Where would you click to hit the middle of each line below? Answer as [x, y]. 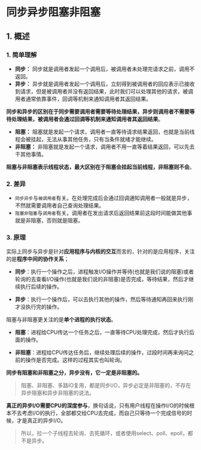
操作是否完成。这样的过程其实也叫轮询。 [75, 360]
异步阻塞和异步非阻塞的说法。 [57, 393]
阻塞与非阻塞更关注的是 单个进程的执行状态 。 [61, 320]
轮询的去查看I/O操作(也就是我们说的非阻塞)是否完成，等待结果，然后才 [102, 279]
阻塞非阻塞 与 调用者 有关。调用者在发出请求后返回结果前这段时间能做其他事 [103, 213]
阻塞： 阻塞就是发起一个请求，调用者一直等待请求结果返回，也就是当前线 [105, 132]
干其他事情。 [31, 154]
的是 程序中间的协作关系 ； [38, 259]
